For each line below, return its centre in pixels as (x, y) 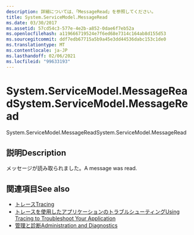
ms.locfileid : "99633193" (38, 61)
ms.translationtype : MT (36, 45)
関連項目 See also (38, 189)
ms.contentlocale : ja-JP (37, 51)
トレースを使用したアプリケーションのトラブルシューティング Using (97, 212)
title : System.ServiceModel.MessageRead (57, 17)
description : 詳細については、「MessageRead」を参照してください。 (81, 12)
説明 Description (36, 153)
